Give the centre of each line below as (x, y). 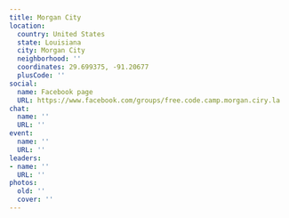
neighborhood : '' (49, 59)
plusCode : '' (41, 76)
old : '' (32, 191)
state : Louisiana (49, 42)
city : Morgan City (52, 51)
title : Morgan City (45, 17)
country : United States (61, 34)
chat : (19, 109)
